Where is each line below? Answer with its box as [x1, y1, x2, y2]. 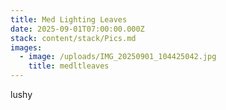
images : [10, 42, 43, 53]
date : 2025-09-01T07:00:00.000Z [10, 24, 145, 34]
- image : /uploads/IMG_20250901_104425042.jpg [19, 52, 217, 62]
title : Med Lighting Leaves [10, 14, 128, 25]
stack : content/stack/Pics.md [10, 33, 137, 43]
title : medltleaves [28, 61, 110, 71]
